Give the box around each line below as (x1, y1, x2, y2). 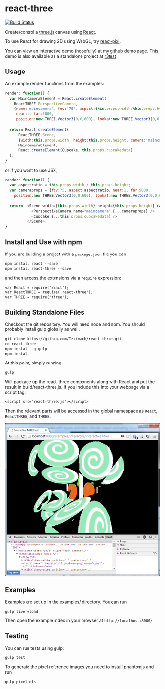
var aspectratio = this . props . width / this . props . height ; (9, 182, 131, 187)
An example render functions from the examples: (5, 80, 104, 86)
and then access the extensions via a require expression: (5, 275, 122, 281)
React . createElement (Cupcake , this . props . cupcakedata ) (18, 148, 133, 153)
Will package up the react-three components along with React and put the (5, 379, 155, 385)
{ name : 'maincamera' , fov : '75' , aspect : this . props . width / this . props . (14, 107, 157, 111)
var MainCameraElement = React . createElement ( (9, 96, 107, 101)
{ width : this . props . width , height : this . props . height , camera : (18, 138, 146, 143)
